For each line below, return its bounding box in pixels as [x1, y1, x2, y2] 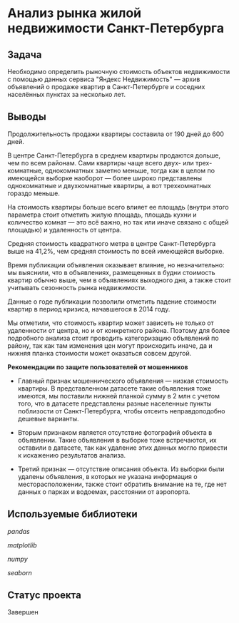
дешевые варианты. [17, 414, 80, 423]
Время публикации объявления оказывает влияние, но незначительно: [7, 260, 225, 269]
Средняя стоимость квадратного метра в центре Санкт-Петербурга [7, 239, 216, 247]
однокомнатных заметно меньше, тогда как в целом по [44, 166, 215, 175]
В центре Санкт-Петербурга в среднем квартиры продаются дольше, [7, 151, 221, 160]
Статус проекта [7, 589, 82, 602]
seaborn [7, 568, 32, 577]
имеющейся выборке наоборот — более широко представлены [7, 173, 202, 182]
